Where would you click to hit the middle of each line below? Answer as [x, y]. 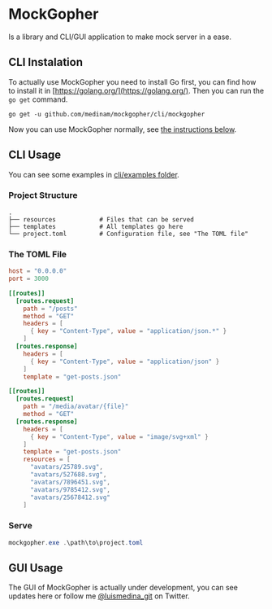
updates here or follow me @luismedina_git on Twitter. [99, 596]
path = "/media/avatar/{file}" [76, 407]
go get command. [38, 99]
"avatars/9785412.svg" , [70, 489]
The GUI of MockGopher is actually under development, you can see [123, 588]
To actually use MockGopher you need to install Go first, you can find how [132, 81]
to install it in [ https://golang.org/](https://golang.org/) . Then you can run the [136, 90]
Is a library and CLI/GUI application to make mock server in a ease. [120, 37]
